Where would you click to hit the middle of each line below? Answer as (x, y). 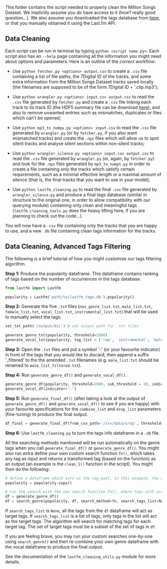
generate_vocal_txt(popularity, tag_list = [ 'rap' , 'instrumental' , (78, 340)
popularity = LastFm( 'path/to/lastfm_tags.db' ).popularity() (70, 297)
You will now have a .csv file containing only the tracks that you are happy (81, 225)
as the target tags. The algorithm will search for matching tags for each (78, 521)
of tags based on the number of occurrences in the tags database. (73, 279)
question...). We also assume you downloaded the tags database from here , (83, 18)
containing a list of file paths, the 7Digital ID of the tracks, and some (82, 76)
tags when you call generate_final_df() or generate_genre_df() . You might (82, 448)
